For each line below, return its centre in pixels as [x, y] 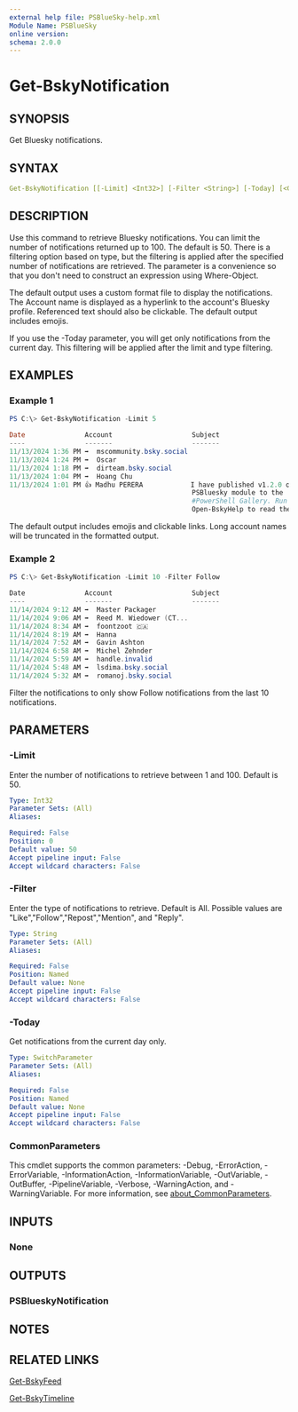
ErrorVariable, [35, 1175]
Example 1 [31, 401]
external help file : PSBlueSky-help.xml [85, 17]
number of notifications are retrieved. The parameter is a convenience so [143, 266]
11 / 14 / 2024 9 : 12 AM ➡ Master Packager [83, 609]
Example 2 [32, 559]
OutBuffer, [28, 1184]
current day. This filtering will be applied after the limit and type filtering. [141, 347]
